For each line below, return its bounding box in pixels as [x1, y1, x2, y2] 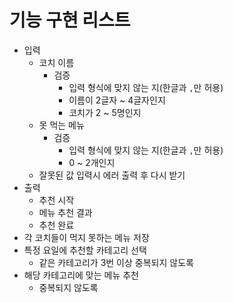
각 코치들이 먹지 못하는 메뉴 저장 [23, 231, 150, 243]
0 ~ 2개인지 [68, 156, 116, 168]
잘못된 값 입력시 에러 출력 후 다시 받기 [38, 169, 186, 181]
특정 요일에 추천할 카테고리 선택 [23, 244, 147, 256]
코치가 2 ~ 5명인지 [68, 106, 142, 118]
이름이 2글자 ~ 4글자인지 [68, 94, 166, 106]
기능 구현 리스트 [9, 9, 131, 32]
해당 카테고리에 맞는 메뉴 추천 [23, 269, 139, 281]
